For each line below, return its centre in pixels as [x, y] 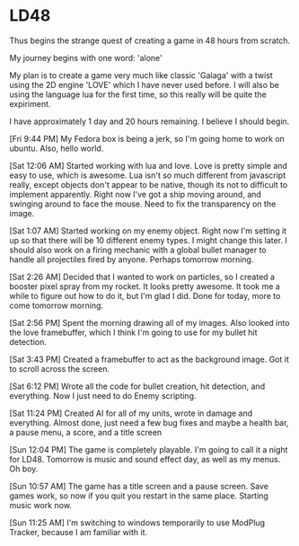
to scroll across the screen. [60, 368]
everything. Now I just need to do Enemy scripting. [103, 395]
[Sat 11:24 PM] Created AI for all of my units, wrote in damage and [131, 413]
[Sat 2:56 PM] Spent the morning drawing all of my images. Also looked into [149, 322]
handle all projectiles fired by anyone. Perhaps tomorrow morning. [132, 259]
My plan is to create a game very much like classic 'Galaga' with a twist [141, 75]
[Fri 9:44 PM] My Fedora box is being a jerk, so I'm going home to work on [147, 138]
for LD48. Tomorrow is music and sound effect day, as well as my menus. [145, 459]
